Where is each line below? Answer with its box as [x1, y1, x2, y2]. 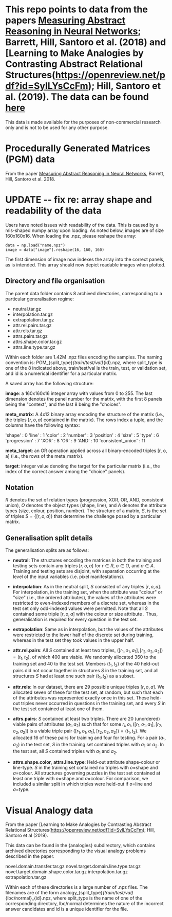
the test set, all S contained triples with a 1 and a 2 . [12, 748, 118, 756]
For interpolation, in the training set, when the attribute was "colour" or [12, 589, 163, 595]
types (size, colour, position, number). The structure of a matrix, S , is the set [5, 508, 167, 514]
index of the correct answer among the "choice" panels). [5, 468, 126, 474]
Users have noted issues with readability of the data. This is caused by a [5, 222, 159, 228]
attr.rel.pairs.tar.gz [12, 322, 52, 328]
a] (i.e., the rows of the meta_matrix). [5, 453, 84, 459]
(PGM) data [5, 153, 55, 165]
